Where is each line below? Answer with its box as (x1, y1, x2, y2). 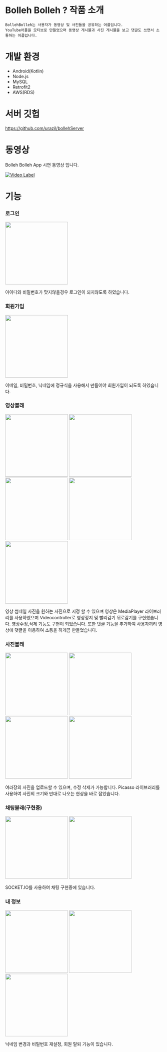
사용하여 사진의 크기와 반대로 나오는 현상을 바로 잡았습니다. (5, 791, 120, 797)
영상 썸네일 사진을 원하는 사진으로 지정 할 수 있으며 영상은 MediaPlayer (5, 608, 144, 614)
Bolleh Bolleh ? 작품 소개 (5, 5, 104, 16)
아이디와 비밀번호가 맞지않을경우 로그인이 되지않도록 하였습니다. (5, 289, 130, 295)
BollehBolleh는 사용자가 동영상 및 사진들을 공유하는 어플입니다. (5, 22, 123, 28)
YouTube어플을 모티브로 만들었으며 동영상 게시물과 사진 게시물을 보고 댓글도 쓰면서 (5, 28, 154, 33)
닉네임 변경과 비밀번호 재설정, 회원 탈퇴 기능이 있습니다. (5, 1041, 113, 1047)
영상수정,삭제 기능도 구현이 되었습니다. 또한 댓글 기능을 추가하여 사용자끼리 (11, 621, 157, 627)
